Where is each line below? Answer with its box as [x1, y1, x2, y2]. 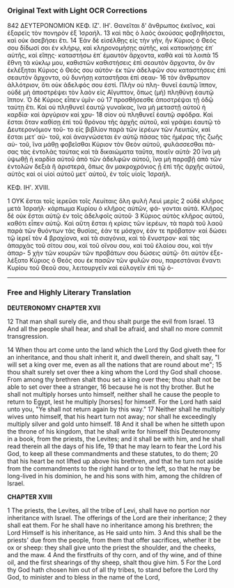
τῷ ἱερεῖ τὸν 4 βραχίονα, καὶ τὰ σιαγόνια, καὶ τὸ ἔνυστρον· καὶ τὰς [7, 234, 201, 242]
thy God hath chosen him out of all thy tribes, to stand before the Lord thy [7, 565, 219, 574]
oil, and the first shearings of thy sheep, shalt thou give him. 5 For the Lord [7, 558, 221, 566]
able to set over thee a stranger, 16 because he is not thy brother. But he [7, 383, 214, 391]
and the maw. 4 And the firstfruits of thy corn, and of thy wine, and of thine [7, 550, 222, 559]
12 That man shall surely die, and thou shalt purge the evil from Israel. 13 [7, 317, 214, 325]
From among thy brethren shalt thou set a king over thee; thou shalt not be [7, 375, 221, 383]
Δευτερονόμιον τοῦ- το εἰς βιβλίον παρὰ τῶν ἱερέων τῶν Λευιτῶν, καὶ [7, 125, 211, 134]
